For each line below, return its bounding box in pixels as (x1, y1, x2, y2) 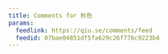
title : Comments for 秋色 (8, 11, 92, 20)
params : (8, 19, 35, 27)
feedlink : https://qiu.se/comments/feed (15, 26, 153, 34)
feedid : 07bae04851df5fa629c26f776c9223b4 (15, 33, 160, 42)
